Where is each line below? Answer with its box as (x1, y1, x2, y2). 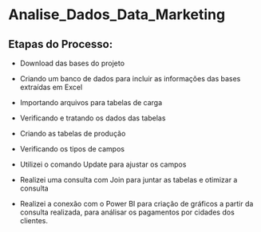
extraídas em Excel (19, 82, 83, 92)
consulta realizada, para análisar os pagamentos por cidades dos (19, 207, 235, 217)
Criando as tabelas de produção (19, 129, 126, 138)
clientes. (19, 216, 49, 225)
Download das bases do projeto (19, 58, 125, 68)
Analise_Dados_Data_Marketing (8, 6, 226, 24)
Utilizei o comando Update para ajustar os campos (19, 159, 187, 169)
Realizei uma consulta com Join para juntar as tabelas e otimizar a (19, 175, 238, 184)
